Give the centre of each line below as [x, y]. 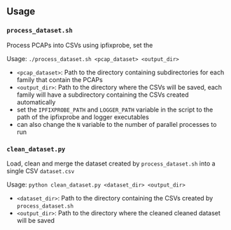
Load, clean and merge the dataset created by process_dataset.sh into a [111, 163]
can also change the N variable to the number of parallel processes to [117, 124]
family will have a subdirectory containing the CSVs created [103, 95]
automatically [36, 102]
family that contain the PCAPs [59, 79]
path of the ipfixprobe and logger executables [83, 117]
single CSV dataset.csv [41, 170]
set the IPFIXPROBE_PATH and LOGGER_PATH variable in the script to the [115, 109]
